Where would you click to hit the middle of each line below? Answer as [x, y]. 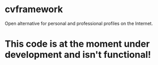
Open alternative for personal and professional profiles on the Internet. [79, 23]
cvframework [34, 9]
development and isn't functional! [78, 55]
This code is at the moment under [77, 44]
